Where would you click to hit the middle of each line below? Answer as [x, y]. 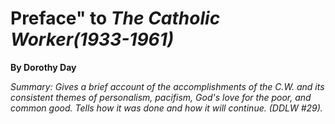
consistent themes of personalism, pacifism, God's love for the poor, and [161, 97]
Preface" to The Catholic [115, 18]
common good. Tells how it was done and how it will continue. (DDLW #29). [166, 108]
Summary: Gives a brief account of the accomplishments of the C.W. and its [167, 86]
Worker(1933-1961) [92, 39]
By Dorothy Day [43, 67]
